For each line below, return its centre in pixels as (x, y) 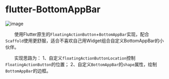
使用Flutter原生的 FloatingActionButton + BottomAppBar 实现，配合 (82, 34)
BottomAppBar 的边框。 (28, 71)
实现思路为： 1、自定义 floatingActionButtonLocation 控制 (75, 58)
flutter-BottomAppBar (53, 9)
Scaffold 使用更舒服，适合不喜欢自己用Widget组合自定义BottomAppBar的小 (84, 41)
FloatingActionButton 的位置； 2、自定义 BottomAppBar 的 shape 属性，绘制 (81, 64)
